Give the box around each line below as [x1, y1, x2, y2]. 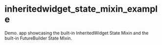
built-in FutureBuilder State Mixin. [4, 35, 72, 41]
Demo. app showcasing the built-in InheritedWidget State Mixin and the [4, 30, 149, 36]
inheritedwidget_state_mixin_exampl [4, 3, 158, 15]
